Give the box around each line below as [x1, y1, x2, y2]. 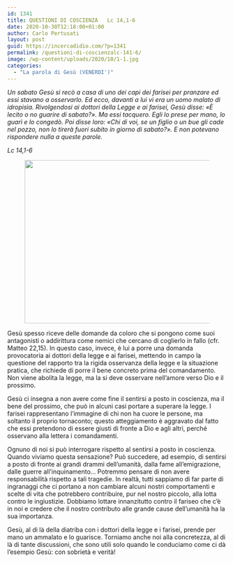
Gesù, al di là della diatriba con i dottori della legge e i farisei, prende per [7, 525, 216, 534]
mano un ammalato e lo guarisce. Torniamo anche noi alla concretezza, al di [7, 532, 225, 541]
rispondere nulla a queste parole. [7, 132, 103, 140]
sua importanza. [7, 511, 54, 520]
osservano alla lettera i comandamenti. [7, 431, 119, 440]
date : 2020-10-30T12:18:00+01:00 [7, 23, 105, 30]
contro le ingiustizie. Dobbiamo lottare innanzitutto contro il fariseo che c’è [7, 497, 221, 505]
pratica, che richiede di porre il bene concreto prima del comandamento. [7, 366, 216, 374]
